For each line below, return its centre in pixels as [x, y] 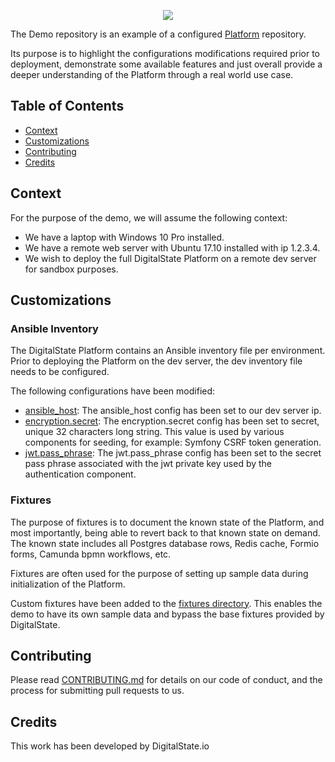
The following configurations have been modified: [113, 391]
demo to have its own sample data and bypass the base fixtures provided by [167, 614]
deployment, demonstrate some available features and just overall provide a [166, 64]
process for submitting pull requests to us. [97, 691]
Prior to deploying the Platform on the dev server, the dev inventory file [156, 361]
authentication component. [80, 474]
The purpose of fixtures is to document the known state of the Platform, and [167, 522]
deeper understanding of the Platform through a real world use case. [152, 74]
